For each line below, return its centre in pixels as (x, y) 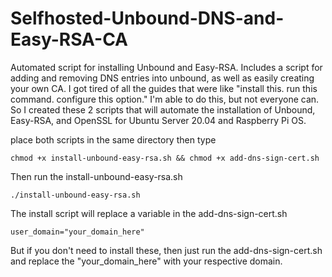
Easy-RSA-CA (69, 39)
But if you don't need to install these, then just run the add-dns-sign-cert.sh (166, 250)
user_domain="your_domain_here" (77, 232)
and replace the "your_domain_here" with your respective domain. (146, 261)
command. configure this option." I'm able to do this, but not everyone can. (165, 99)
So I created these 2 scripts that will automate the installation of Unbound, (163, 109)
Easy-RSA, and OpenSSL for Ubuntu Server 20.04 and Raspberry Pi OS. (158, 120)
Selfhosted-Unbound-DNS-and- (147, 18)
